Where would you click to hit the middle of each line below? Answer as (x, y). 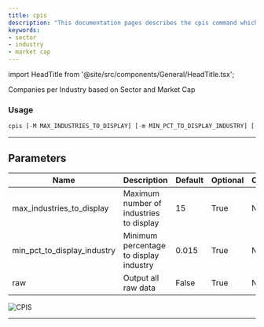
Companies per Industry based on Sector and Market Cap (102, 90)
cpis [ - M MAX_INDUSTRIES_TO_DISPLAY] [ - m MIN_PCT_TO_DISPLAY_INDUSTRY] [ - (133, 127)
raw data (139, 288)
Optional (227, 180)
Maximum (141, 193)
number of (143, 203)
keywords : (24, 30)
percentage (145, 245)
